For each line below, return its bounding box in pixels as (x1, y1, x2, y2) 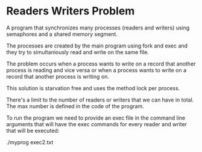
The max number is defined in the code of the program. (6, 102, 144, 109)
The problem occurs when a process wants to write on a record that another (6, 60, 196, 67)
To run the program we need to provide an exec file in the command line (6, 114, 186, 121)
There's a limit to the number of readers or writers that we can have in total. (6, 96, 194, 103)
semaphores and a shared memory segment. (6, 30, 118, 37)
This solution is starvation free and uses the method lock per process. (6, 84, 180, 91)
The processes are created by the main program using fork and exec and (6, 42, 188, 49)
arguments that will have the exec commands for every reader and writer (6, 120, 188, 127)
